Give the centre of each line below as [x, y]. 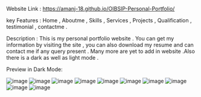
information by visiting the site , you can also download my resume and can [100, 45]
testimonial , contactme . [37, 27]
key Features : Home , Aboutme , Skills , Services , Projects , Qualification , [99, 20]
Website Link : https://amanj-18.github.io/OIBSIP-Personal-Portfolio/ [91, 9]
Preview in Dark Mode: [34, 69]
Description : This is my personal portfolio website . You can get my [90, 38]
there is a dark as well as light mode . [53, 58]
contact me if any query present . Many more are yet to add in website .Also [101, 51]
